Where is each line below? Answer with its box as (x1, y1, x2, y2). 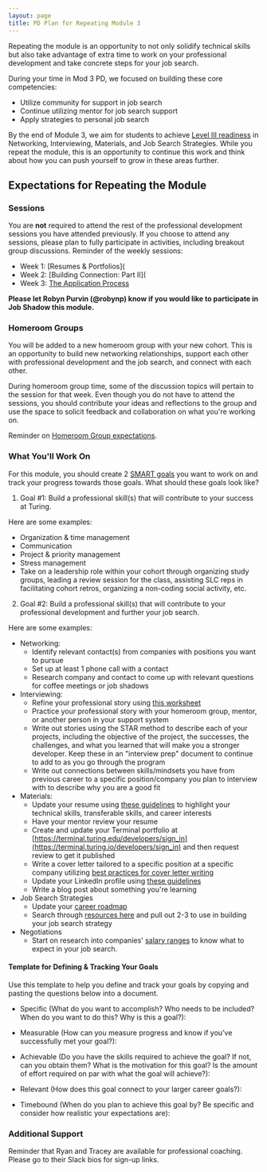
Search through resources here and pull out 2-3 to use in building (31, 910, 247, 920)
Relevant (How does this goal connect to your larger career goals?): (19, 1084, 242, 1094)
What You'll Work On (8, 451, 91, 462)
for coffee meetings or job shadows (31, 681, 149, 690)
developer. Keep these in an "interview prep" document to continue (31, 749, 253, 758)
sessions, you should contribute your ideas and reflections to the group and (8, 399, 257, 408)
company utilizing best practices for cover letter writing (31, 868, 214, 877)
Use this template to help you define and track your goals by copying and (8, 979, 249, 989)
